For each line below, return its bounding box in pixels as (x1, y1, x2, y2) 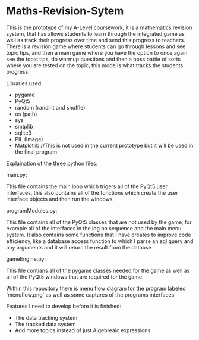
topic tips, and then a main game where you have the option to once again (6, 49, 188, 56)
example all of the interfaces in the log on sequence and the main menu (6, 224, 182, 232)
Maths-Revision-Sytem (6, 4, 124, 18)
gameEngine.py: (6, 255, 46, 263)
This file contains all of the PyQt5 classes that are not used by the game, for (6, 219, 192, 226)
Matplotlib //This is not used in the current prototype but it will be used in (14, 142, 194, 149)
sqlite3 (14, 129, 31, 136)
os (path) (14, 110, 37, 117)
